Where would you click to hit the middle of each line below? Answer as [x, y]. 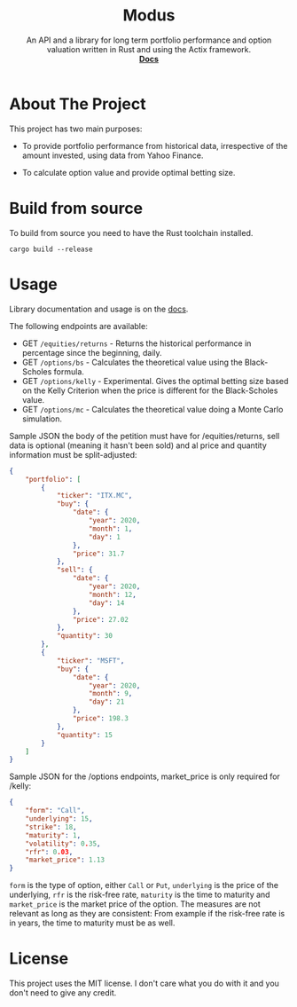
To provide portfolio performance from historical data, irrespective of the [155, 146]
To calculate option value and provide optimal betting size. [129, 172]
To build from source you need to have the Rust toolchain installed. [131, 232]
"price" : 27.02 [100, 619]
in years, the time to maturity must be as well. [92, 923]
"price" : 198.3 [100, 719]
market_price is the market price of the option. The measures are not [135, 904]
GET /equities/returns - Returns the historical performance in [137, 343]
